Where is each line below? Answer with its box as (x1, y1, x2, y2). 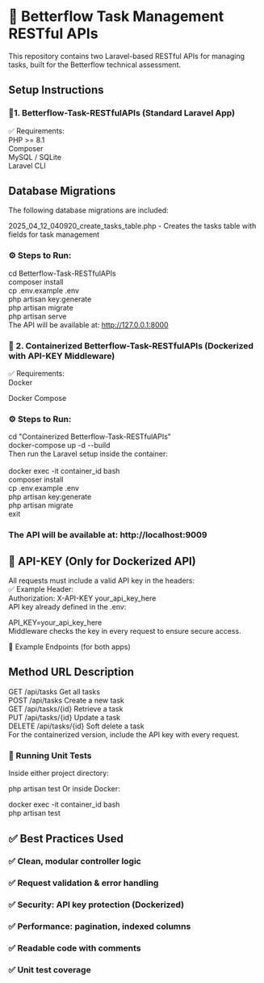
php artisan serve (8, 311, 67, 321)
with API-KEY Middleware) (8, 350, 115, 361)
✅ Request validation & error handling (8, 877, 159, 888)
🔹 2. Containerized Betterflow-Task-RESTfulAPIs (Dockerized (8, 340, 254, 351)
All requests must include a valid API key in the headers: (8, 576, 195, 585)
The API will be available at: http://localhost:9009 (8, 529, 207, 541)
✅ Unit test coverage (8, 964, 91, 976)
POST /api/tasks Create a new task (8, 695, 125, 705)
